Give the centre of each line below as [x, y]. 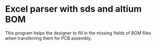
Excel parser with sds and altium [74, 9]
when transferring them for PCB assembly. [49, 38]
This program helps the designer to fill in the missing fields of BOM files [78, 33]
